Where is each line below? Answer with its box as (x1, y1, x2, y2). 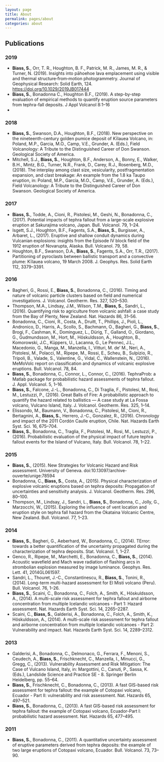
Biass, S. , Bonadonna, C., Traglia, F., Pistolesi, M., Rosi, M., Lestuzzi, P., (12, 428, 157, 434)
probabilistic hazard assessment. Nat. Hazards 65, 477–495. (12, 713, 134, 719)
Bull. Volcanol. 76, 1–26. (12, 585, 60, 591)
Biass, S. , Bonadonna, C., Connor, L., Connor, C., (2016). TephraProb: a (12, 371, 156, 377)
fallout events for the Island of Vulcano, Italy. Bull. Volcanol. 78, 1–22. (12, 439, 151, 444)
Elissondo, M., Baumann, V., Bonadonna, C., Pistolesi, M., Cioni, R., (12, 407, 147, 413)
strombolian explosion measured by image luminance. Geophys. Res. (12, 564, 152, 570)
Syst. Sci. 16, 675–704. (12, 423, 58, 429)
